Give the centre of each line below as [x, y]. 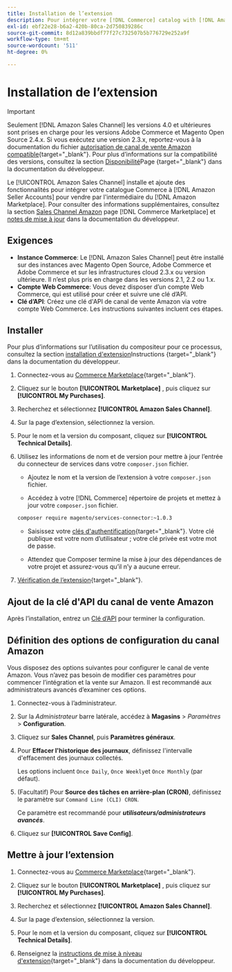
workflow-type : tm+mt [38, 39]
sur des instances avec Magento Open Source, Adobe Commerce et [114, 265]
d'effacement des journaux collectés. [70, 758]
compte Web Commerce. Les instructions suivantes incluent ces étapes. [120, 309]
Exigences [30, 241]
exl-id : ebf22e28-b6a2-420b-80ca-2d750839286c [75, 26]
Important [21, 111]
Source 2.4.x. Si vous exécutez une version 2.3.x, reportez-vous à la [104, 140]
